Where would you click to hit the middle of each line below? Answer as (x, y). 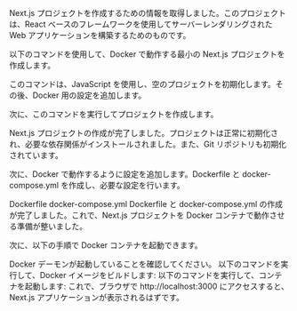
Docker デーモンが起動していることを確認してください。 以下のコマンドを (145, 264)
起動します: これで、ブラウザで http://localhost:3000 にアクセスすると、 (157, 286)
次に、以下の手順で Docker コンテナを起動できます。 (106, 245)
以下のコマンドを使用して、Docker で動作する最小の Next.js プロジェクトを (147, 54)
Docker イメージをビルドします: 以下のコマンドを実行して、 (149, 275)
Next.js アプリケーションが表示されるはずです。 (96, 297)
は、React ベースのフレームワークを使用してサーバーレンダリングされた (141, 24)
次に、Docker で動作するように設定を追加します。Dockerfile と (124, 174)
